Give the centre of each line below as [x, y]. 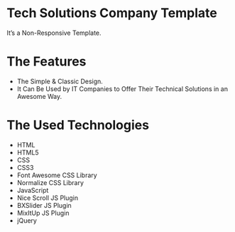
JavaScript [33, 190]
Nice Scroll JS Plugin [48, 198]
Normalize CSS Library [50, 182]
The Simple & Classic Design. [60, 81]
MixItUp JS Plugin [43, 213]
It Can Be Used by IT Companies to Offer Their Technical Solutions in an [122, 89]
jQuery [27, 220]
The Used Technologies [78, 125]
